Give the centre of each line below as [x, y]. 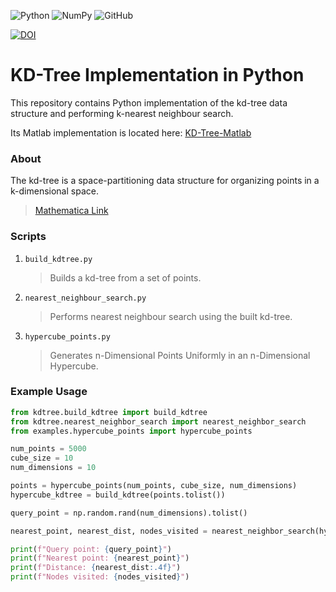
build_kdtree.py [58, 259]
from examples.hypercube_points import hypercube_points [131, 431]
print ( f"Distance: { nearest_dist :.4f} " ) [96, 568]
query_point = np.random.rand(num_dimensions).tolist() [129, 513]
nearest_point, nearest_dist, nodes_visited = [109, 531]
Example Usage [49, 392]
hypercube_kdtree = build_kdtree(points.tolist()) [118, 495]
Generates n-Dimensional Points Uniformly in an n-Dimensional [180, 355]
